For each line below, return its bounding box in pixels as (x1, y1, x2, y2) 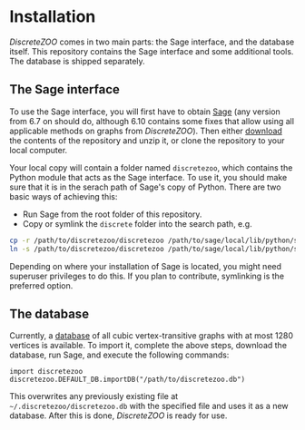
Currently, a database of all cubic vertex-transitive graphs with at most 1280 (9, 330, 293, 341)
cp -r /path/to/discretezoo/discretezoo (9, 236, 165, 245)
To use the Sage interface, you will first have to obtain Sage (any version (9, 106, 281, 117)
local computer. (9, 144, 68, 155)
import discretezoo (9, 367, 84, 376)
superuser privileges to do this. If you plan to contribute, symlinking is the (9, 270, 284, 281)
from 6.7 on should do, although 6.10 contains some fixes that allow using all (9, 115, 295, 126)
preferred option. (9, 279, 74, 291)
